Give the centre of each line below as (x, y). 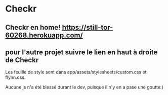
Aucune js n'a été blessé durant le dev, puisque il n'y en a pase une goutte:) (84, 87)
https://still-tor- (88, 27)
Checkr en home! (33, 27)
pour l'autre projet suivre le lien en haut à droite (81, 52)
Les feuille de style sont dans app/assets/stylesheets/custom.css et (76, 72)
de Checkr (22, 60)
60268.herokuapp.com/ (44, 35)
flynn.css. (15, 77)
